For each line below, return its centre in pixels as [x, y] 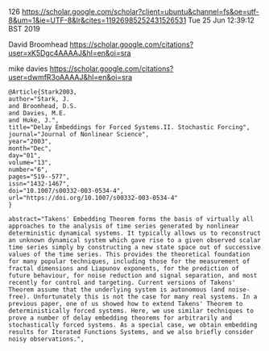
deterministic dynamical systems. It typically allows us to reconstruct [135, 233]
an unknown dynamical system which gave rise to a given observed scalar [135, 240]
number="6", [28, 169]
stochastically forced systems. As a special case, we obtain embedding [133, 325]
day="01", [25, 156]
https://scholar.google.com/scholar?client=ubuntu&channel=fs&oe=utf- [140, 12]
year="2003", [30, 141]
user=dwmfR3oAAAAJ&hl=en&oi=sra [70, 77]
